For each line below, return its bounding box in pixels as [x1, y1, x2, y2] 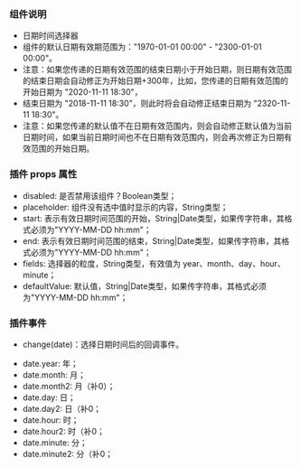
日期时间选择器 [22, 30, 79, 42]
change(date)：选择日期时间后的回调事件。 [22, 339, 183, 350]
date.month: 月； [22, 369, 86, 380]
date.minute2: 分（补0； [22, 448, 114, 459]
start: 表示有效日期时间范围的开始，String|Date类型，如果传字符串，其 [22, 212, 285, 223]
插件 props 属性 [9, 168, 78, 181]
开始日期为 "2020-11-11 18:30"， [22, 87, 143, 98]
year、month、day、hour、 [183, 257, 287, 268]
